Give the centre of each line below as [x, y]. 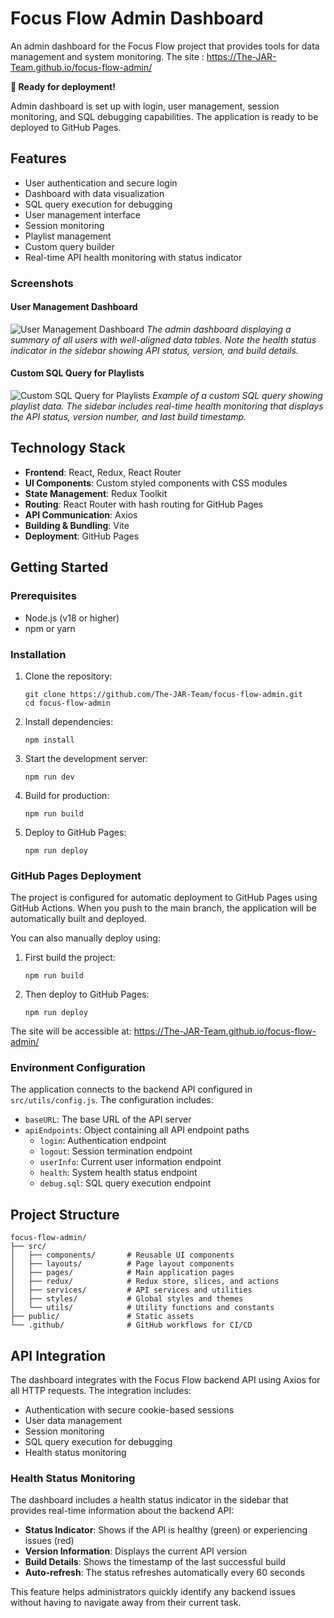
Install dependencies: [69, 721]
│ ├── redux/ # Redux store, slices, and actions [145, 1282]
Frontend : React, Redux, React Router [103, 472]
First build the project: [70, 958]
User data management [73, 1421]
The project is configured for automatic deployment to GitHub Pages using [164, 898]
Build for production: [67, 795]
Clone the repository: [68, 676]
